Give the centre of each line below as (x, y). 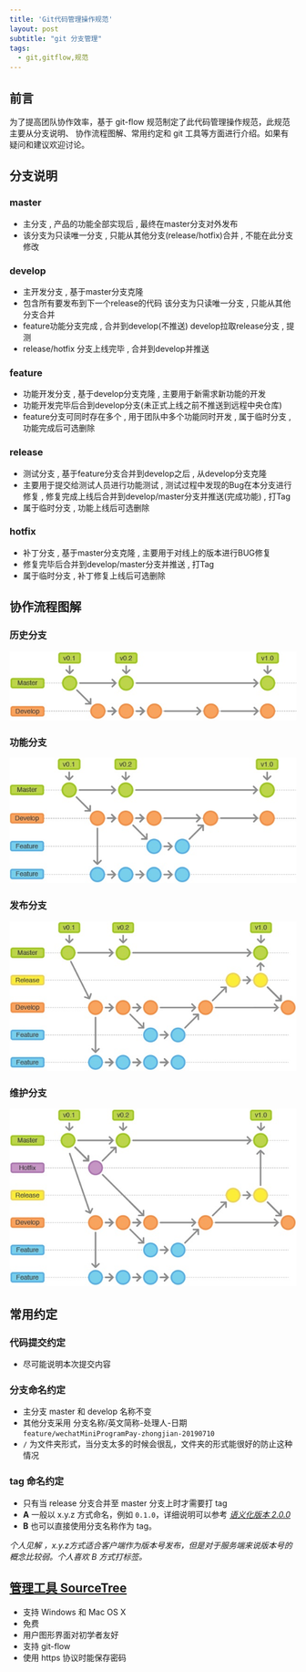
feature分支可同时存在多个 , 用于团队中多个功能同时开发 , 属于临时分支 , (157, 417)
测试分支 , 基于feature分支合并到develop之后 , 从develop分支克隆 (144, 473)
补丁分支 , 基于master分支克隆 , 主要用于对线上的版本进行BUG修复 (147, 553)
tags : (20, 48)
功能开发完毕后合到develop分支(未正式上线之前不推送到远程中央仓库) (152, 405)
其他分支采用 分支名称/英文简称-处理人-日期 (105, 1423)
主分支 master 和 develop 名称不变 (87, 1412)
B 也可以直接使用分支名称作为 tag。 (90, 1526)
